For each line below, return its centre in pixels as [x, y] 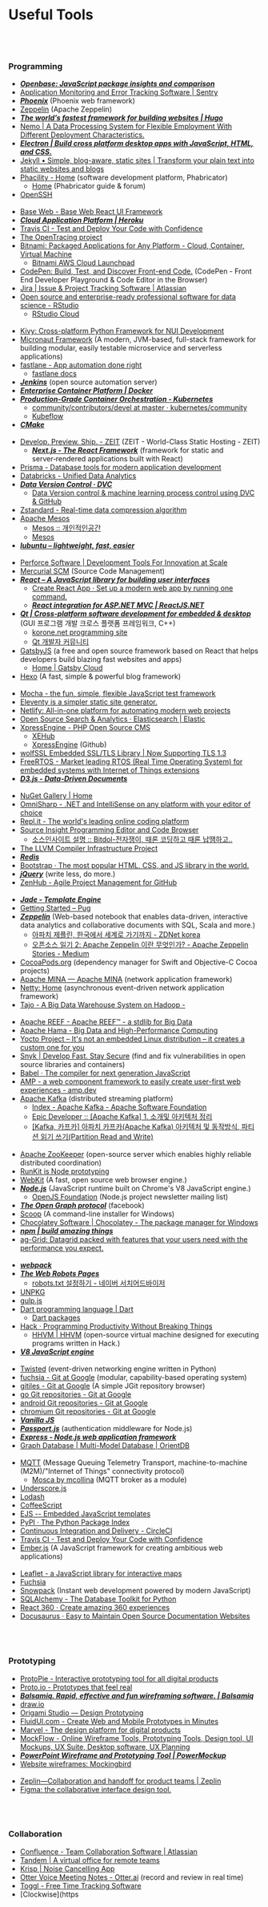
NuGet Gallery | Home [56, 796]
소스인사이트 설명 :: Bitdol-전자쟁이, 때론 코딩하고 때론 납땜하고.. [132, 839]
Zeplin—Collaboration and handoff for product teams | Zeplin [120, 1781]
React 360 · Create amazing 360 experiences [95, 1608]
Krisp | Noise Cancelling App [67, 1868]
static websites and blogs [62, 169]
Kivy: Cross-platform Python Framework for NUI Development [122, 331]
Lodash [32, 1497]
